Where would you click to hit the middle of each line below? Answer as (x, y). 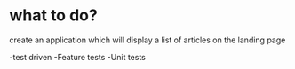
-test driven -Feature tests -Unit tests (78, 57)
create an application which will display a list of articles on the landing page (147, 40)
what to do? (53, 15)
